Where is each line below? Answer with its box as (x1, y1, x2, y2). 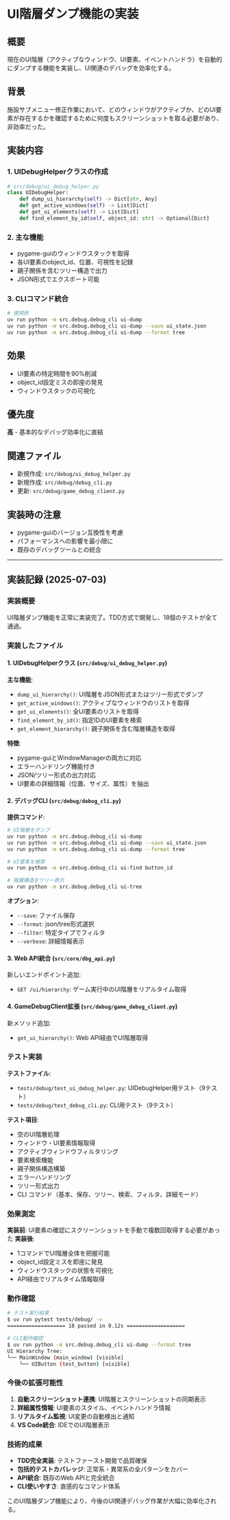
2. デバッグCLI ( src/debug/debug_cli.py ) (7, 796, 121, 804)
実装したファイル (7, 640, 64, 650)
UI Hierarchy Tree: (7, 1348, 63, 1354)
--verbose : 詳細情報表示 (16, 937, 85, 945)
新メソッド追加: (7, 1019, 51, 1027)
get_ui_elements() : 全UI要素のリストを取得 (16, 707, 139, 715)
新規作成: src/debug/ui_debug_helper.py (16, 470, 131, 478)
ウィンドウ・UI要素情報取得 (16, 1138, 96, 1147)
